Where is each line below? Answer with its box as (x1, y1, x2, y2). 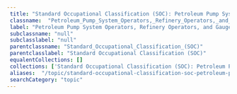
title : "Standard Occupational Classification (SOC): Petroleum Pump (9, 10, 219, 18)
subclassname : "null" (9, 30, 74, 37)
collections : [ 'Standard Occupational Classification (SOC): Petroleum (9, 63, 226, 70)
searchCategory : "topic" (9, 76, 83, 83)
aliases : (9, 69, 36, 76)
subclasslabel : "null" (9, 37, 77, 44)
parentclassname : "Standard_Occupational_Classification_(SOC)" (9, 43, 203, 50)
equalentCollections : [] (9, 57, 83, 64)
